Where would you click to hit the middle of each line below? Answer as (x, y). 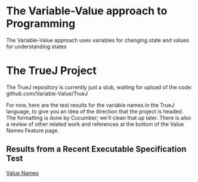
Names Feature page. (33, 130)
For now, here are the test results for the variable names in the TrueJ (90, 105)
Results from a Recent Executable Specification (96, 149)
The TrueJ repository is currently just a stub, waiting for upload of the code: (99, 87)
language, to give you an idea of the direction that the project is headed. (95, 111)
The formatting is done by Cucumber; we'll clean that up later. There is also (99, 118)
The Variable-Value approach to (87, 11)
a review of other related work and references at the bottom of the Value (95, 124)
